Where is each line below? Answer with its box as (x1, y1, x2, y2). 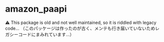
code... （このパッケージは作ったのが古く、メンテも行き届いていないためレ (5, 25, 160, 31)
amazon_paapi (5, 3, 67, 15)
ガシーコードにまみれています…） (5, 31, 75, 37)
